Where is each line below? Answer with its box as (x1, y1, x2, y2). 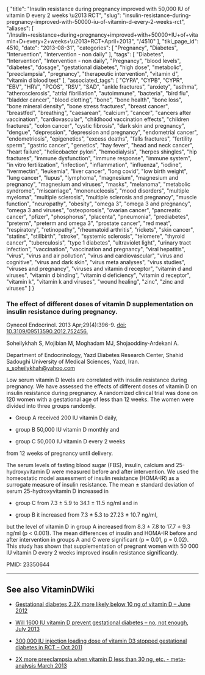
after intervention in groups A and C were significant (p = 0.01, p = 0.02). (6, 536, 189, 544)
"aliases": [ (6, 24, 34, 32)
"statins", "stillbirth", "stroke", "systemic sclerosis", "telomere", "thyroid (6, 232, 185, 240)
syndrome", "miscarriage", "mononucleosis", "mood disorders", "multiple (6, 187, 189, 194)
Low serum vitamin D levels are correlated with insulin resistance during (6, 376, 187, 384)
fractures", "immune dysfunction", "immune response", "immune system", (6, 155, 192, 161)
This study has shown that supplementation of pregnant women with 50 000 (6, 542, 199, 550)
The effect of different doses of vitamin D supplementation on (6, 300, 193, 308)
